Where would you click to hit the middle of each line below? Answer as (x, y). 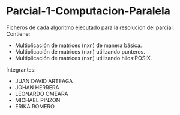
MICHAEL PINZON (37, 100)
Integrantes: (21, 69)
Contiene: (18, 33)
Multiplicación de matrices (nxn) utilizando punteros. (80, 51)
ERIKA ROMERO (35, 106)
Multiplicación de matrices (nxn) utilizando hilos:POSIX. (83, 58)
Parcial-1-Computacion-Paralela (88, 11)
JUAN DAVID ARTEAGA (44, 81)
